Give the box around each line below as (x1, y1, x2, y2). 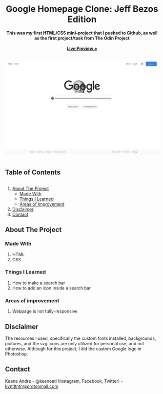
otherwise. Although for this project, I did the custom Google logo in (5, 346, 142, 352)
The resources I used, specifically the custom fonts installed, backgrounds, (5, 335, 156, 341)
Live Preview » (66, 45, 98, 51)
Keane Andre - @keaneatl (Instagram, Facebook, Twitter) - (5, 378, 123, 384)
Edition (67, 14, 97, 25)
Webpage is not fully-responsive (12, 309, 78, 314)
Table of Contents (5, 168, 61, 177)
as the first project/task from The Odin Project (34, 35, 130, 41)
